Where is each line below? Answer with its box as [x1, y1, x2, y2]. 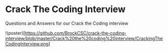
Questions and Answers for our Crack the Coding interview [5, 20, 129, 26]
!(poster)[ [5, 30, 25, 36]
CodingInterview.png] [5, 40, 51, 46]
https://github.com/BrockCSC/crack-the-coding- [24, 30, 127, 36]
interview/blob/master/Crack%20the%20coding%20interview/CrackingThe [5, 35, 163, 41]
